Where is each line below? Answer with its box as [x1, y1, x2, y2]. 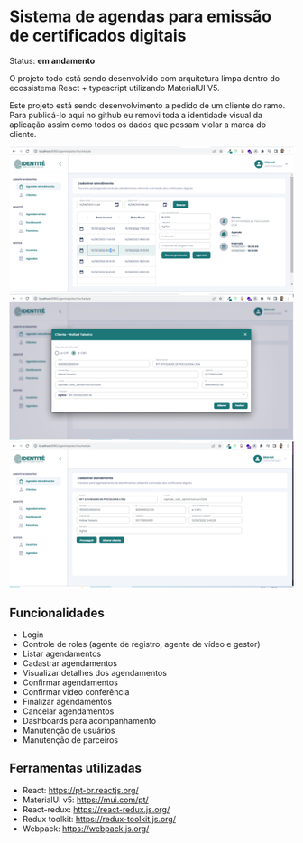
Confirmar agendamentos [22, 677, 119, 688]
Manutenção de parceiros [22, 734, 119, 746]
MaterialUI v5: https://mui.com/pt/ [22, 794, 149, 805]
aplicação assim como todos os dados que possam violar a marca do [9, 119, 267, 130]
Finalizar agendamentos [22, 696, 113, 707]
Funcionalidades [9, 605, 106, 620]
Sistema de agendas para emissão [9, 6, 272, 27]
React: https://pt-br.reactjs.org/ [22, 784, 139, 795]
